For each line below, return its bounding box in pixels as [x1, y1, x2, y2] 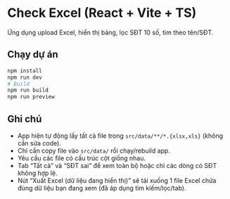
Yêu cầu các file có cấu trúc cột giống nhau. [17, 153, 146, 162]
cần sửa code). [17, 139, 61, 147]
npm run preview [7, 94, 55, 101]
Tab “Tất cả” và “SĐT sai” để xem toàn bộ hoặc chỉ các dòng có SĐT [17, 161, 217, 169]
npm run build [7, 86, 49, 94]
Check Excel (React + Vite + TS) [7, 5, 197, 21]
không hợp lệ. [17, 169, 58, 177]
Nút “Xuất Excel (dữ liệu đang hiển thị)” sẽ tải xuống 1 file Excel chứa [17, 176, 217, 184]
